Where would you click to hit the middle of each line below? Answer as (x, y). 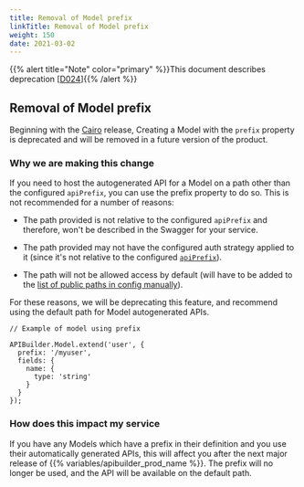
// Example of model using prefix (75, 329)
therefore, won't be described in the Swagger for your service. (140, 230)
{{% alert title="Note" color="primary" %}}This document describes (138, 69)
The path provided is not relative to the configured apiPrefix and (145, 220)
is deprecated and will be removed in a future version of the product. (139, 140)
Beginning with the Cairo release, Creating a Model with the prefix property (152, 130)
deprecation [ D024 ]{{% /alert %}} (73, 79)
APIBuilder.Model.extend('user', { (77, 345)
